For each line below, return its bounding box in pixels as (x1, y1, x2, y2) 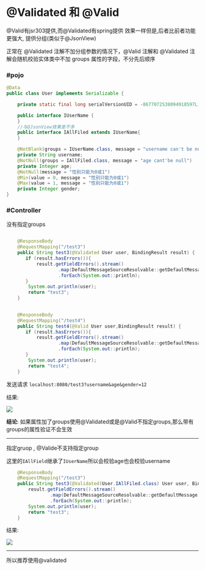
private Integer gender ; (17, 186, 81, 192)
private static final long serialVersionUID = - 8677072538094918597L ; (17, 101, 201, 108)
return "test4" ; (28, 363, 70, 369)
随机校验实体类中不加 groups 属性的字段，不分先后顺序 (16, 55, 156, 62)
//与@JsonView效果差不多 (17, 123, 75, 130)
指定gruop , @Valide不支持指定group (6, 444, 99, 451)
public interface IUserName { (17, 112, 95, 119)
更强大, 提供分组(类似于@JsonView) (6, 34, 96, 42)
